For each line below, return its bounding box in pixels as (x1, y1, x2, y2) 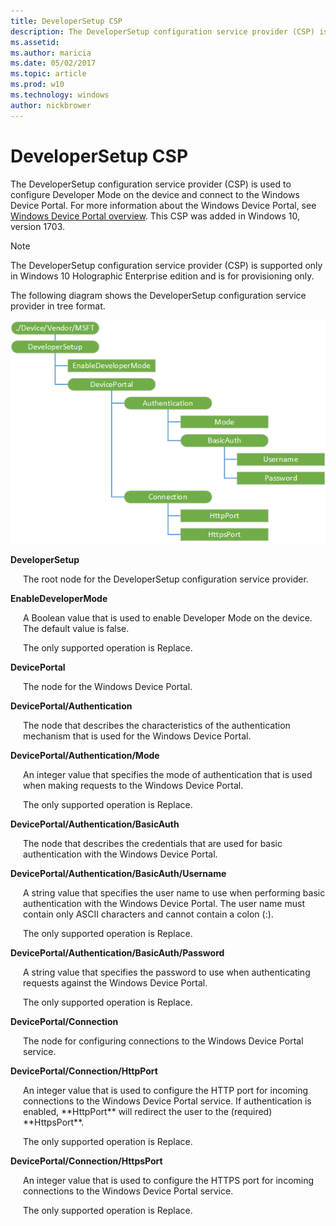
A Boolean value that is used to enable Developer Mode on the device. (23, 612, 313, 624)
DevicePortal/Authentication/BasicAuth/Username (10, 868, 227, 880)
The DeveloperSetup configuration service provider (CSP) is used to (10, 178, 292, 190)
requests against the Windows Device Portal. (23, 977, 208, 989)
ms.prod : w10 (10, 80, 65, 90)
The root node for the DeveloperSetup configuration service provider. (23, 573, 309, 585)
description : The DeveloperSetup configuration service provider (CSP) (10, 26, 315, 37)
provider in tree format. (10, 300, 106, 312)
